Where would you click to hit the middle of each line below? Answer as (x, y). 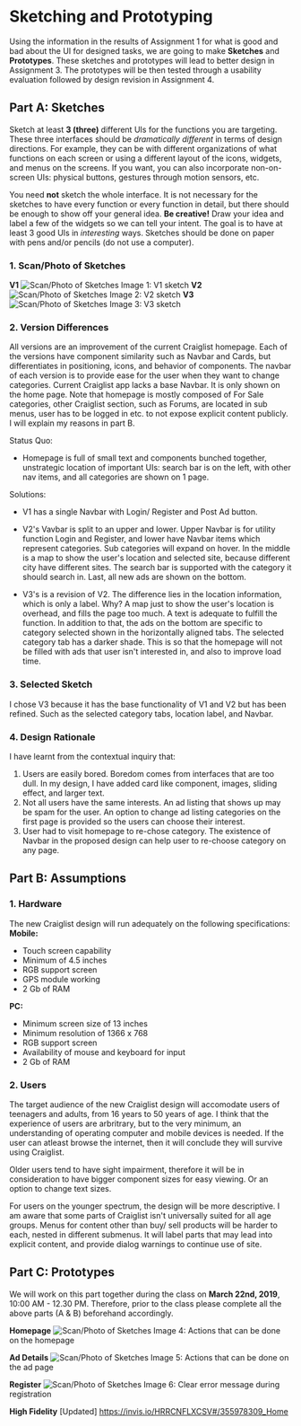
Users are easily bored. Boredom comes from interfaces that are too (148, 773)
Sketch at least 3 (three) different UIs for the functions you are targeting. (143, 129)
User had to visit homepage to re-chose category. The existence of (146, 831)
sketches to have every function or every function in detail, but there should (149, 204)
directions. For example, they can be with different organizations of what (143, 148)
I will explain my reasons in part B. (72, 423)
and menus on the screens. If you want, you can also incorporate (129, 167)
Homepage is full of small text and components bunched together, (144, 458)
